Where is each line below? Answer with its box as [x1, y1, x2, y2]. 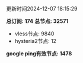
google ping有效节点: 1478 [6, 50, 72, 57]
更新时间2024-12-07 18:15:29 [6, 5, 78, 12]
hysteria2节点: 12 [14, 38, 57, 44]
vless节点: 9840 [14, 30, 55, 37]
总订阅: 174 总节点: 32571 [6, 18, 69, 25]
